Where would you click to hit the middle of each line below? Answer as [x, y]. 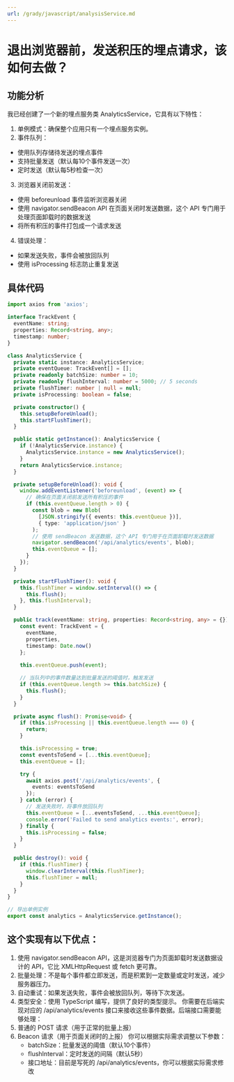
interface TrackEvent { [42, 317]
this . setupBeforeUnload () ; [59, 414]
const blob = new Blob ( [67, 510]
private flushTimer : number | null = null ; [77, 388]
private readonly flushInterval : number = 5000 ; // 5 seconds [106, 382]
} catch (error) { [46, 800]
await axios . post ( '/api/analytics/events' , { [93, 780]
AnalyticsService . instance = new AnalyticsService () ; [106, 452]
